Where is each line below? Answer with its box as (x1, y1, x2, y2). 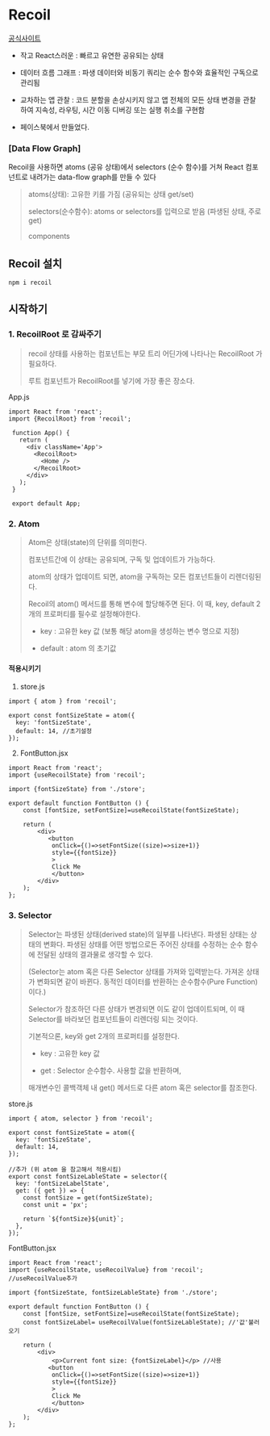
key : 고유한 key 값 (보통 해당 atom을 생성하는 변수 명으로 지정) (39, 626, 239, 636)
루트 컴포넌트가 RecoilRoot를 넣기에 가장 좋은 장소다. (27, 375, 195, 385)
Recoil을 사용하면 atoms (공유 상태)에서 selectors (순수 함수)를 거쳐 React (8, 162, 244, 172)
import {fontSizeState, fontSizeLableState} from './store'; (8, 1288, 218, 1296)
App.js (8, 391, 30, 401)
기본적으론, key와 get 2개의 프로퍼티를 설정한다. (27, 1031, 180, 1040)
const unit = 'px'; (23, 1200, 89, 1208)
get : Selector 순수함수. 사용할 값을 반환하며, (39, 1065, 181, 1075)
